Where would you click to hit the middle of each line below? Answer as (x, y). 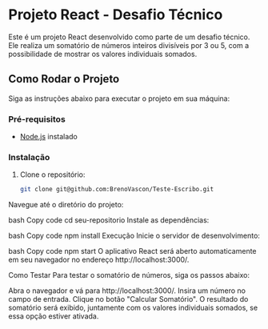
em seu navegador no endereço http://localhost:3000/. (99, 260)
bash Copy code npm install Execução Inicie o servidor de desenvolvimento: (134, 236)
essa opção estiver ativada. (54, 316)
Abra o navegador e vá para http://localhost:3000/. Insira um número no (127, 291)
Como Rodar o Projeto (64, 79)
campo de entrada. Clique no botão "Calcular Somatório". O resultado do (128, 299)
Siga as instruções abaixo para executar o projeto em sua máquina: (119, 98)
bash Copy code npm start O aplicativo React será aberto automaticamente (133, 251)
